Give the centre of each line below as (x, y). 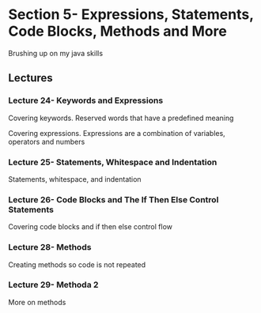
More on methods (37, 302)
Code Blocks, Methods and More (117, 31)
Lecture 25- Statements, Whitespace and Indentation (113, 162)
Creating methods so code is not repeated (77, 264)
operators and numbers (47, 141)
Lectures (30, 78)
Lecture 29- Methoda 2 (53, 285)
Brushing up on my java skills (56, 53)
